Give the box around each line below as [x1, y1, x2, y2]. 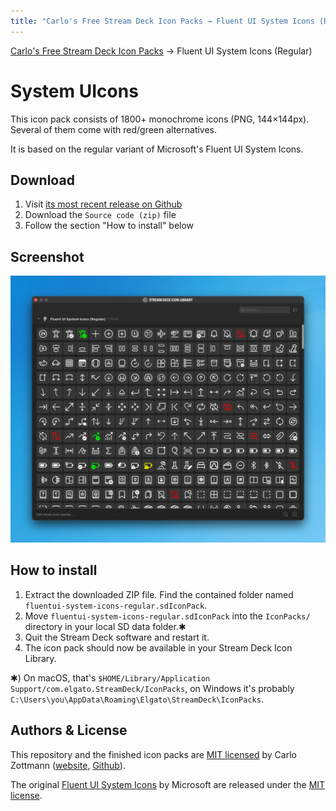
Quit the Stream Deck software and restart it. [24, 631, 210, 643]
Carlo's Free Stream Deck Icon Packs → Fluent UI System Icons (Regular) [10, 45, 313, 57]
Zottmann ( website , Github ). [10, 759, 126, 771]
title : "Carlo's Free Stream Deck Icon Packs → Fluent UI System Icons [10, 16, 315, 26]
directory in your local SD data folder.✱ [24, 620, 187, 632]
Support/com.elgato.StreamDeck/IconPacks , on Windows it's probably [10, 682, 295, 694]
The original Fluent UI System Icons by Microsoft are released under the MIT [10, 778, 326, 790]
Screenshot [10, 248, 85, 265]
